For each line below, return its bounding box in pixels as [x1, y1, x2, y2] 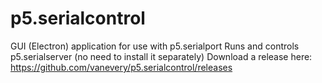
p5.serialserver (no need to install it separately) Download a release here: [10, 50, 313, 62]
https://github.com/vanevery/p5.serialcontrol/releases [10, 61, 233, 73]
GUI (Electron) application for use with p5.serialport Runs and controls [10, 40, 300, 52]
